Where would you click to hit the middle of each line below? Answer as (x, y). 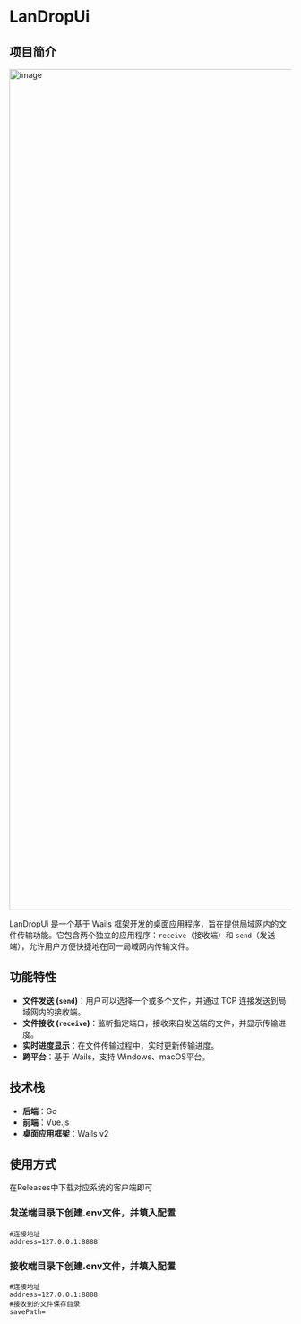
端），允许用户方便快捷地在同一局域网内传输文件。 (102, 946)
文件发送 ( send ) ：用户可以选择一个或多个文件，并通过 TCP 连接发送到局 (154, 1000)
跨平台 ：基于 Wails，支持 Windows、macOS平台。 (116, 1057)
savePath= (28, 1312)
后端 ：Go (39, 1111)
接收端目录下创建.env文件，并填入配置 (93, 1266)
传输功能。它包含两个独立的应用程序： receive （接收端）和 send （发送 (146, 935)
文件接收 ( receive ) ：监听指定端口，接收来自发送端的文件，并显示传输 (150, 1023)
